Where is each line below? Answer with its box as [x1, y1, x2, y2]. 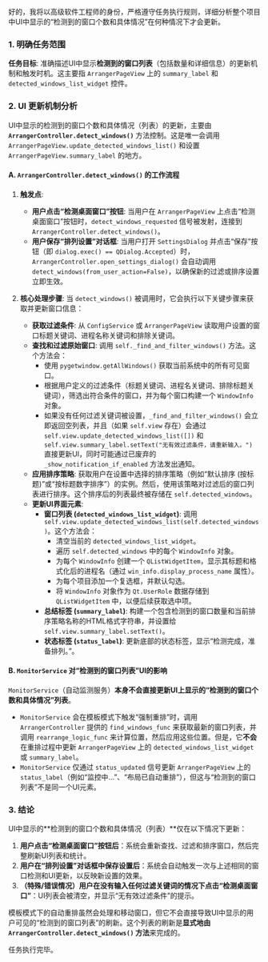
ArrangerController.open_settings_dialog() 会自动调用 [31, 256, 217, 266]
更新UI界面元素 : [31, 499, 84, 508]
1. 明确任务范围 [8, 38, 66, 50]
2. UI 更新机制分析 [8, 101, 78, 112]
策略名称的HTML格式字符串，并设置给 [50, 615, 177, 626]
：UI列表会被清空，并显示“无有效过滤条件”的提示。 [30, 891, 198, 900]
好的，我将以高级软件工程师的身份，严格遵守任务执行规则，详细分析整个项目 [8, 7, 261, 16]
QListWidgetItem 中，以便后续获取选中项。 [55, 595, 196, 606]
